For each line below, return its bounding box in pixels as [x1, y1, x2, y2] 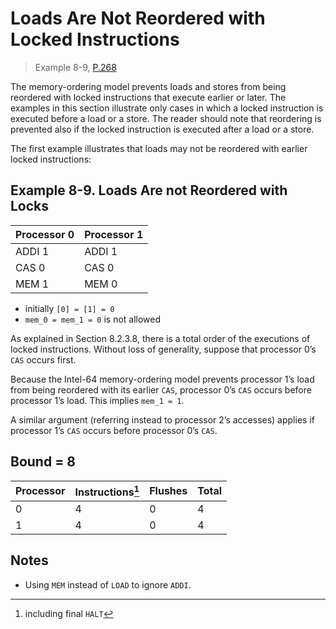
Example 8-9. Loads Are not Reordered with [10, 182, 288, 199]
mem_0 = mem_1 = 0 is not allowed [24, 313, 162, 325]
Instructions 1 [74, 483, 140, 499]
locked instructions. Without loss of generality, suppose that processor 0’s [10, 343, 317, 355]
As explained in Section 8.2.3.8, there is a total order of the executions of [10, 332, 311, 344]
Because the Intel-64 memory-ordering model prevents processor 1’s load [10, 373, 315, 385]
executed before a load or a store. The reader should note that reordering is [10, 112, 322, 124]
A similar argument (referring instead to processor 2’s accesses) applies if [10, 413, 315, 426]
